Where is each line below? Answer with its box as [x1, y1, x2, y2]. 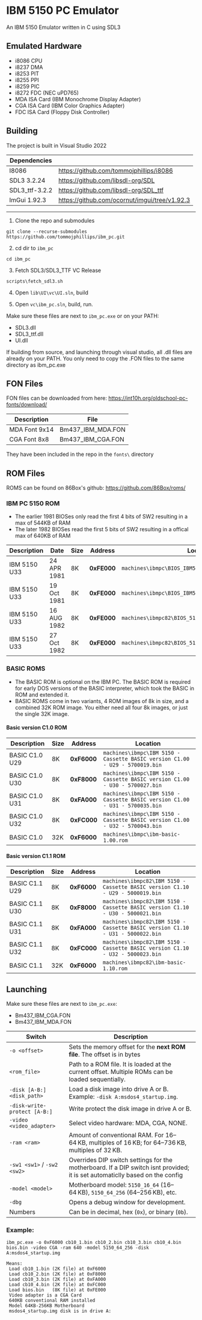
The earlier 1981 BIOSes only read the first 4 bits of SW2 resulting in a [14, 513, 188, 520]
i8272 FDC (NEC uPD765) [14, 89, 79, 96]
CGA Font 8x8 [9, 435, 49, 444]
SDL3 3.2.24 [9, 176, 46, 185]
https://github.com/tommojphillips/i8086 [58, 166, 173, 175]
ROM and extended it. [14, 691, 69, 698]
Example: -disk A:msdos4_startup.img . [69, 1093, 179, 1101]
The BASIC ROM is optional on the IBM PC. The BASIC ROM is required [14, 678, 191, 685]
